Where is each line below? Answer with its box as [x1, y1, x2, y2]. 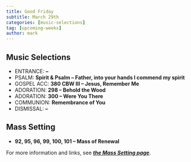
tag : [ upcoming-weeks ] [6, 25, 62, 31]
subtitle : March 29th [6, 14, 59, 20]
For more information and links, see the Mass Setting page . [6, 149, 151, 156]
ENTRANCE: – [14, 67, 49, 75]
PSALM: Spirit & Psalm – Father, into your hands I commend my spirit [14, 74, 185, 81]
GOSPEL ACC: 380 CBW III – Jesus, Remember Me [14, 80, 139, 87]
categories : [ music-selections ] [6, 19, 85, 25]
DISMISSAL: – [14, 105, 48, 112]
